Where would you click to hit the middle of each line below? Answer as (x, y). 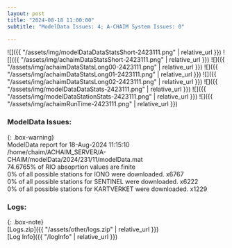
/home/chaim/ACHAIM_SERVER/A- (57, 152)
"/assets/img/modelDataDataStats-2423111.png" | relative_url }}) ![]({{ (107, 89)
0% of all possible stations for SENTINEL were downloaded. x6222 (103, 181)
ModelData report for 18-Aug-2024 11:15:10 (68, 144)
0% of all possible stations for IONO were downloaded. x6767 (96, 174)
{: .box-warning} (31, 137)
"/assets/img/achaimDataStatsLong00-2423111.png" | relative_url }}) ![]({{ (113, 67)
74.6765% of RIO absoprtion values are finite (71, 167)
